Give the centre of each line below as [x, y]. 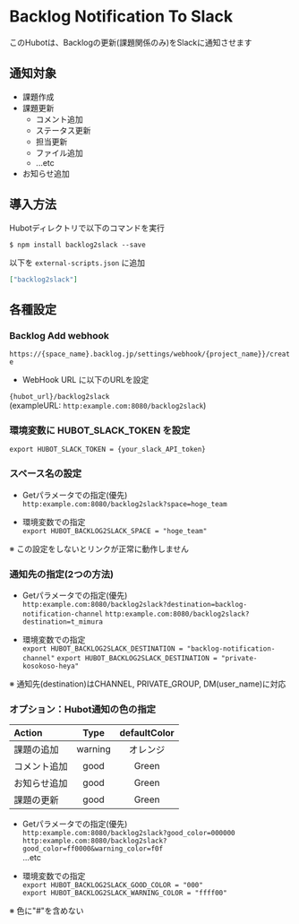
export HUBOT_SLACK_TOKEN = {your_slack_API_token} [107, 450]
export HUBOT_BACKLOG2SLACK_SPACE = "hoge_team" [115, 531]
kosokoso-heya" [51, 666]
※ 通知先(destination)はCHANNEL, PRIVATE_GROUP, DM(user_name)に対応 [148, 684]
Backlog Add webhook [59, 335]
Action [28, 733]
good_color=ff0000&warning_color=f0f [93, 849]
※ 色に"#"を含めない [47, 911]
